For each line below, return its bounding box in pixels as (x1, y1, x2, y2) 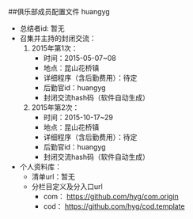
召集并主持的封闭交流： (19, 34, 96, 43)
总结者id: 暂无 (19, 24, 65, 33)
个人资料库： (19, 162, 62, 172)
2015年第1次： (31, 43, 78, 53)
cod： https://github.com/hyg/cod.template (43, 202, 185, 211)
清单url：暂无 (31, 172, 75, 181)
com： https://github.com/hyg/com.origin (43, 192, 180, 201)
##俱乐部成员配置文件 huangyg (8, 7, 111, 16)
